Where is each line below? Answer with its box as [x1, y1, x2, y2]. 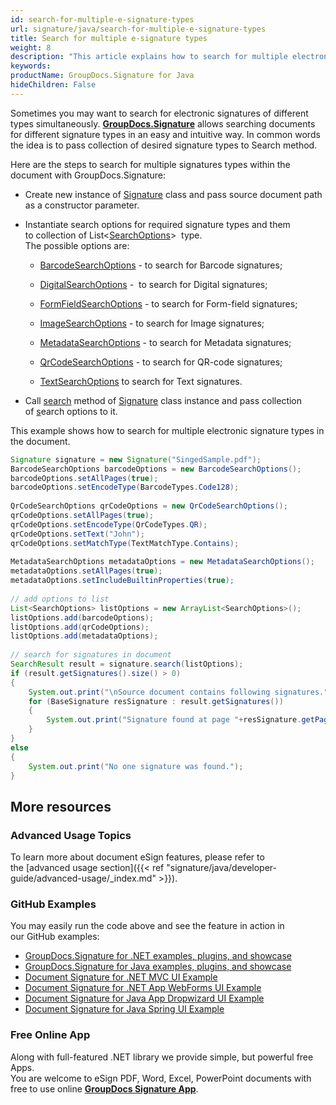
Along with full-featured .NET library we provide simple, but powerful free [10, 1051, 314, 1063]
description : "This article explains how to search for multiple [10, 52, 288, 62]
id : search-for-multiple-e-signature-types [10, 14, 195, 25]
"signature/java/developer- [166, 862, 278, 874]
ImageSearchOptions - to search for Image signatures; [39, 317, 265, 329]
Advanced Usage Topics [10, 828, 132, 842]
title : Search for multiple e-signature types [10, 33, 208, 43]
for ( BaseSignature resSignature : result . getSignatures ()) [28, 696, 284, 706]
